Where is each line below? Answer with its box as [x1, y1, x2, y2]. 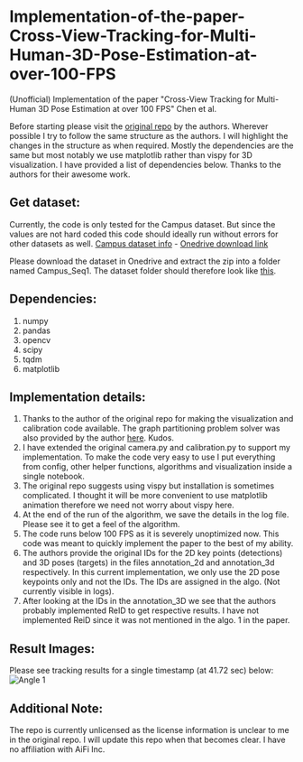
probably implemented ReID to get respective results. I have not [22, 605, 260, 616]
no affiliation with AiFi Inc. [9, 744, 106, 755]
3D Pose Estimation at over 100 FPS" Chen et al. [38, 103, 217, 114]
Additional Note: [9, 701, 104, 716]
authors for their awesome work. [9, 169, 131, 180]
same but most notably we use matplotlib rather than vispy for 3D [9, 149, 252, 160]
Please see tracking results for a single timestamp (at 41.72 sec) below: [9, 665, 274, 676]
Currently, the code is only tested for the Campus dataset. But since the [9, 218, 276, 229]
